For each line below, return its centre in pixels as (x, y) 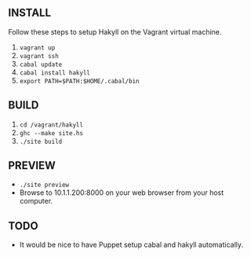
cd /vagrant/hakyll (51, 125)
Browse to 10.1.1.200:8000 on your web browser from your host (122, 193)
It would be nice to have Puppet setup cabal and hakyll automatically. (131, 245)
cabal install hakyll (55, 73)
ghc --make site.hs (51, 133)
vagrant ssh (39, 56)
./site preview (44, 185)
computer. (36, 201)
